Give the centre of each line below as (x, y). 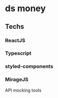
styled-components (29, 66)
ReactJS (15, 40)
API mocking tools (23, 90)
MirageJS (17, 79)
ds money (26, 9)
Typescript (18, 53)
